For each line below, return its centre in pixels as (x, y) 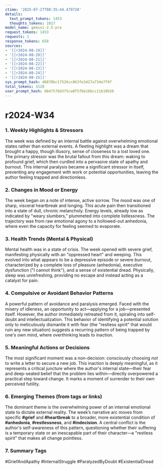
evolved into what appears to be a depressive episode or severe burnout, (78, 260)
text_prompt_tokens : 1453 (36, 19)
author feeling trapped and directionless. (46, 177)
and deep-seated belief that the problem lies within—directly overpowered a (81, 374)
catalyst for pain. (22, 281)
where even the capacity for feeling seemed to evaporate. (63, 226)
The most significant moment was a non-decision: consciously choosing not (81, 358)
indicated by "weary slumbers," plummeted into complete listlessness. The (80, 216)
